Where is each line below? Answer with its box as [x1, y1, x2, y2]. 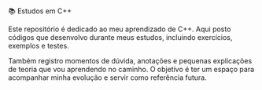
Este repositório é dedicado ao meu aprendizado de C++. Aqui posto [8, 24, 231, 34]
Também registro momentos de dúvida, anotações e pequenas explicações [8, 56, 253, 65]
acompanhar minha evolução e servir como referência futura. [8, 73, 207, 82]
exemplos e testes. [8, 41, 69, 50]
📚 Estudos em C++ [8, 6, 72, 16]
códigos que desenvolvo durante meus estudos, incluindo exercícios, [8, 33, 233, 41]
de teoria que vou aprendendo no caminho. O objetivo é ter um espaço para [8, 65, 255, 74]
